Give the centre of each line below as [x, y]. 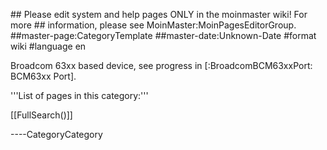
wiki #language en [48, 46]
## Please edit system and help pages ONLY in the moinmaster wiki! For [159, 14]
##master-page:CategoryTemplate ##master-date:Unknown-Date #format [163, 35]
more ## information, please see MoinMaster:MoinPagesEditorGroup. [153, 25]
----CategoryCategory [56, 134]
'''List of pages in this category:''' [79, 95]
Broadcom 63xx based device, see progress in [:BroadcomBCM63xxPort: [161, 65]
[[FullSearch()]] [41, 115]
